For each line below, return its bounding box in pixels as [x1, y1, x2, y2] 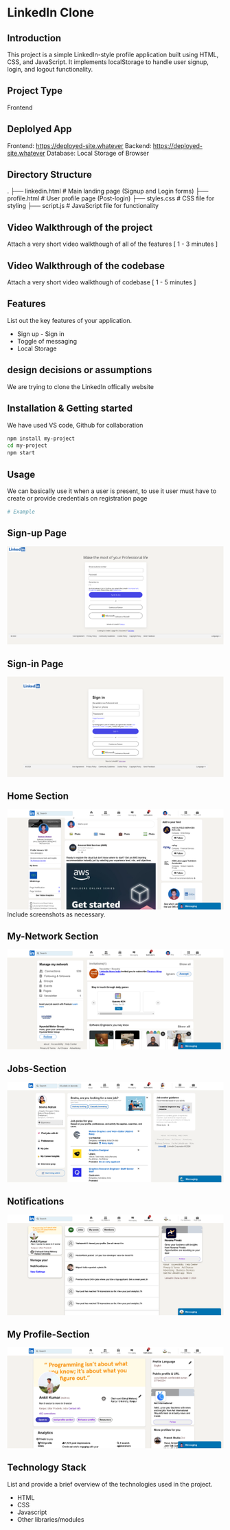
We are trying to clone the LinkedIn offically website [7, 382, 154, 390]
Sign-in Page [7, 658, 64, 669]
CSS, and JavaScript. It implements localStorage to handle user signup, [7, 58, 209, 66]
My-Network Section [7, 930, 99, 942]
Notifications [7, 1196, 65, 1208]
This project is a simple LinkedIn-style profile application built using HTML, [7, 50, 219, 59]
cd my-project [7, 442, 48, 449]
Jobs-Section [7, 1062, 67, 1075]
